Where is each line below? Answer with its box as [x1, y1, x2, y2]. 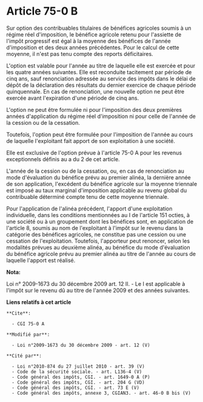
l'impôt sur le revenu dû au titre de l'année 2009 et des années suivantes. [6, 286, 190, 294]
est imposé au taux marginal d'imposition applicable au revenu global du [6, 187, 187, 194]
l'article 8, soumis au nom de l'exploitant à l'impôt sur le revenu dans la [6, 224, 184, 232]
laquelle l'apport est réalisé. [6, 257, 76, 264]
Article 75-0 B [6, 4, 78, 18]
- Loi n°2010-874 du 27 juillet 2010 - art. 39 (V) [12, 363, 145, 369]
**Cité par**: [6, 353, 42, 359]
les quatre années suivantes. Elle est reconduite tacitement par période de [6, 68, 192, 75]
